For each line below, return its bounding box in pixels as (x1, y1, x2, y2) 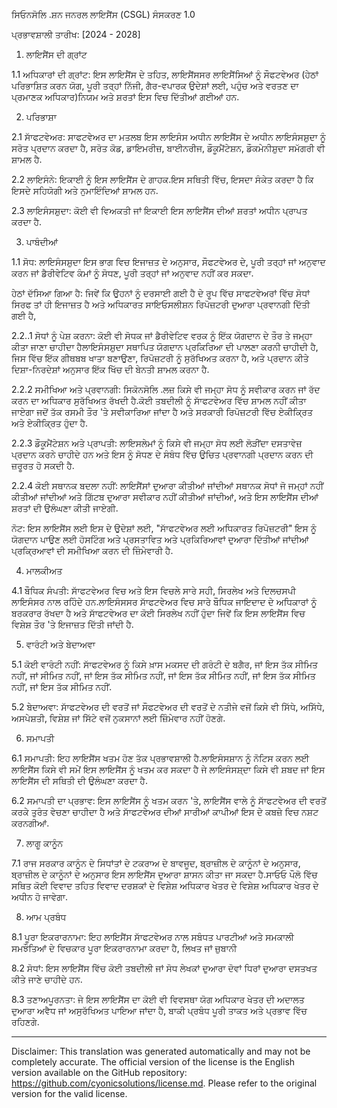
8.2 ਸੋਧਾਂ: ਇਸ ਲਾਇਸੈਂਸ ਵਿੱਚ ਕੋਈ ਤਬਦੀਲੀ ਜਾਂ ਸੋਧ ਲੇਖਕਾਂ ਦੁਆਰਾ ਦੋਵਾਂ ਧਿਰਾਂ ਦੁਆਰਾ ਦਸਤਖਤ (11, 962, 318, 974)
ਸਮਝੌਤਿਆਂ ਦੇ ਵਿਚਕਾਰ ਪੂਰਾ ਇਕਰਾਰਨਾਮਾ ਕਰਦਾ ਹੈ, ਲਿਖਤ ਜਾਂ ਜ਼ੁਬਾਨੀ (11, 942, 238, 954)
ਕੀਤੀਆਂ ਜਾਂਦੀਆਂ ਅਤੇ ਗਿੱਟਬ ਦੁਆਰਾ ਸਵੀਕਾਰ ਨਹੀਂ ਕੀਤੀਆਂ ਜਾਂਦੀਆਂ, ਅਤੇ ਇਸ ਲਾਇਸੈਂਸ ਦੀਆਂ (11, 491, 319, 503)
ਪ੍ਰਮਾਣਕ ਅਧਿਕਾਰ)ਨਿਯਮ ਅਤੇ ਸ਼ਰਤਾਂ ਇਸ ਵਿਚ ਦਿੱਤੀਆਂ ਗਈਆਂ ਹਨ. (11, 91, 240, 103)
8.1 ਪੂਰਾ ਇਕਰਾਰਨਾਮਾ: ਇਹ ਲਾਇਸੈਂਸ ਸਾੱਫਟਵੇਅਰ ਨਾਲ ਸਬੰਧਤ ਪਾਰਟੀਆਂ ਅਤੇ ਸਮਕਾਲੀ (11, 931, 295, 943)
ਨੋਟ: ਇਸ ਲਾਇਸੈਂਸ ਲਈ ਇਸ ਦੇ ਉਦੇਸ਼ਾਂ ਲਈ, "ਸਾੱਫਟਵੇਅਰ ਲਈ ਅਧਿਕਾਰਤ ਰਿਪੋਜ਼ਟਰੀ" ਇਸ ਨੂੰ (11, 522, 317, 534)
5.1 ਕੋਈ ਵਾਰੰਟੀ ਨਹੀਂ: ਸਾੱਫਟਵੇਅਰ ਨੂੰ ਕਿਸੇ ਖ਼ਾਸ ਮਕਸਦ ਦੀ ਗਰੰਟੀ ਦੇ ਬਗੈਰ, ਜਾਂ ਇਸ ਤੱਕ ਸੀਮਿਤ (11, 659, 319, 670)
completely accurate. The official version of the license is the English (11, 1056, 296, 1068)
